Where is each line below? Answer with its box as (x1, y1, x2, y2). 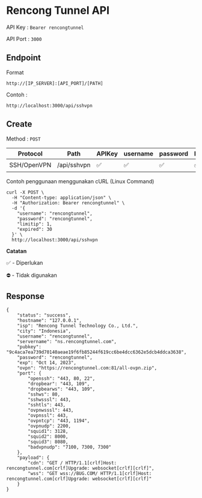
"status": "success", (17, 312, 71, 318)
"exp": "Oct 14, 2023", (17, 360, 77, 366)
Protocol (17, 149, 43, 157)
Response (6, 291, 45, 301)
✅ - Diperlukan (6, 259, 43, 266)
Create (6, 119, 32, 130)
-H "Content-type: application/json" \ (11, 194, 112, 201)
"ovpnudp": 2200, (28, 423, 71, 429)
